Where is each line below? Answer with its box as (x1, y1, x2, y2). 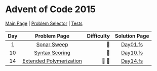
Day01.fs (121, 41, 143, 48)
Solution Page (114, 32, 149, 39)
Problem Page (34, 32, 70, 39)
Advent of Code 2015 (5, 4, 96, 15)
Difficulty (87, 32, 110, 39)
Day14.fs (121, 57, 143, 64)
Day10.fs (121, 49, 143, 56)
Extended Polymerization (22, 57, 82, 64)
